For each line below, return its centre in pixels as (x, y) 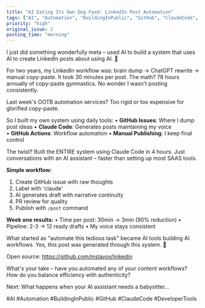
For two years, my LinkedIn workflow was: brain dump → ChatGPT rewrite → (103, 70)
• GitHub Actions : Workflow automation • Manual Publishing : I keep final (99, 133)
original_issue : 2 (30, 29)
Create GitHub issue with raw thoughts (64, 182)
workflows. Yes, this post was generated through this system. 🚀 (87, 245)
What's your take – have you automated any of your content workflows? (97, 269)
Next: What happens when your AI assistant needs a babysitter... (88, 287)
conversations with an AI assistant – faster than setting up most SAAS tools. (102, 158)
